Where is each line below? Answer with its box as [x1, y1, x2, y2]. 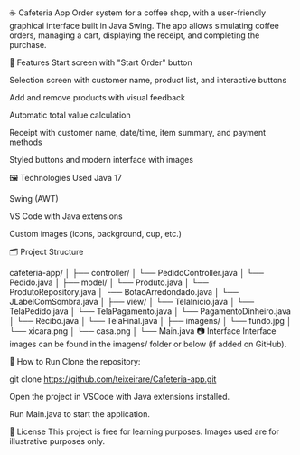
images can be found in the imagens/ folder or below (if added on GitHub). [9, 338, 287, 349]
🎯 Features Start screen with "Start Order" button [9, 57, 192, 68]
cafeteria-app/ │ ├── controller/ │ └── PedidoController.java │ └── [9, 268, 265, 278]
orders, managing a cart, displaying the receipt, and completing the [9, 30, 260, 41]
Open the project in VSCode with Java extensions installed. [9, 392, 230, 402]
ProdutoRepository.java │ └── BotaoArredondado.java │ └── [9, 287, 239, 297]
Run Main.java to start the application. [9, 409, 151, 419]
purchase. [9, 40, 47, 50]
